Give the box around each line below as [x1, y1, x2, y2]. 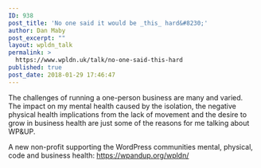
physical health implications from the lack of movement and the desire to [8, 109, 247, 119]
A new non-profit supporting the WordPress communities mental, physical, [8, 142, 253, 151]
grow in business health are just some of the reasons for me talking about [8, 118, 250, 127]
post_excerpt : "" [8, 33, 66, 42]
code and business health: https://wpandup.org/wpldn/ [8, 150, 189, 160]
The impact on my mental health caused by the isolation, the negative [8, 101, 236, 111]
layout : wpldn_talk [8, 41, 73, 49]
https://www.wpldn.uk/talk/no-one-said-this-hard [15, 57, 183, 64]
